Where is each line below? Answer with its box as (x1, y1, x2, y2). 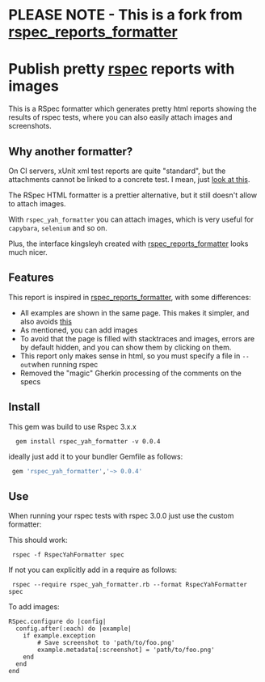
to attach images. (8, 198, 66, 208)
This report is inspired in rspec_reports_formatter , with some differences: (8, 292, 252, 302)
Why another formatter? (8, 144, 133, 159)
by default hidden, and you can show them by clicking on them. (19, 342, 232, 352)
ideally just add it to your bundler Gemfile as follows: (8, 451, 183, 461)
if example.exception (23, 632, 95, 640)
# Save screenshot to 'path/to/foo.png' (37, 639, 175, 647)
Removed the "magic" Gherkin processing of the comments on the (19, 368, 242, 378)
